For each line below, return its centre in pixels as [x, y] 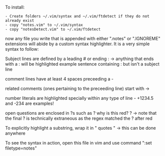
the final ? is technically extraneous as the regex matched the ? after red [79, 118]
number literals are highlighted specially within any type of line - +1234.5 [79, 98]
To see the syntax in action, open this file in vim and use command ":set [79, 143]
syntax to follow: [22, 49]
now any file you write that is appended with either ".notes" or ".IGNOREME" [83, 39]
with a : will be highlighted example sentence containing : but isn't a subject [82, 64]
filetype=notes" [21, 148]
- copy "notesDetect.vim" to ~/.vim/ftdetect [53, 29]
